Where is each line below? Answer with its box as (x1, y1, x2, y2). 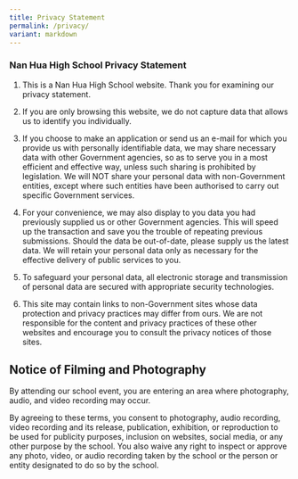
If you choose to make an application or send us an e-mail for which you (21, 133, 287, 144)
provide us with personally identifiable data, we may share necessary (21, 142, 277, 153)
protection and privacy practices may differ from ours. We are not (21, 308, 263, 318)
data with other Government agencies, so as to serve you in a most (21, 152, 269, 162)
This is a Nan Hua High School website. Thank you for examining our (21, 79, 274, 90)
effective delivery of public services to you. (21, 254, 181, 265)
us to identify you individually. (21, 115, 132, 126)
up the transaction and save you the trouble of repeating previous (21, 226, 263, 236)
